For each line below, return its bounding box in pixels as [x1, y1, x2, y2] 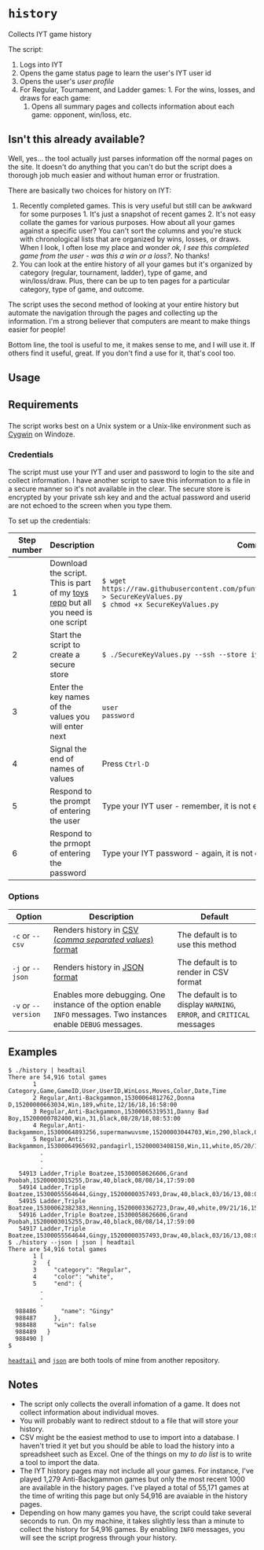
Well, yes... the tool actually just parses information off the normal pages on [8, 153, 253, 163]
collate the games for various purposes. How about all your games [19, 217, 236, 226]
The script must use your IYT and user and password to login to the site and [8, 467, 255, 477]
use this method [177, 939, 237, 950]
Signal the [49, 743, 87, 754]
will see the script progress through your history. [19, 1533, 178, 1542]
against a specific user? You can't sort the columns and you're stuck [19, 226, 242, 235]
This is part [49, 577, 92, 588]
